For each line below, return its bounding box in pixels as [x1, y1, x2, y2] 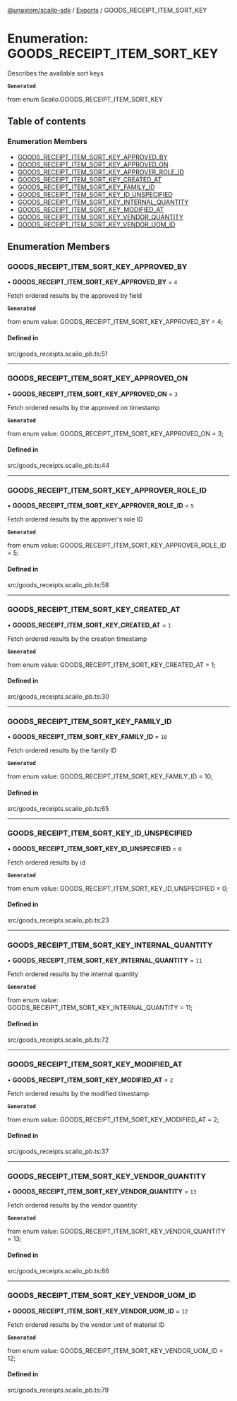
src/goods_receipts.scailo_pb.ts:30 [7, 692, 109, 701]
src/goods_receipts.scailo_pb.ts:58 [7, 580, 109, 589]
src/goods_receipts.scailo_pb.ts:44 [7, 462, 110, 470]
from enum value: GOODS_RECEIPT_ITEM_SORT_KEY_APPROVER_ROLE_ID [7, 541, 227, 550]
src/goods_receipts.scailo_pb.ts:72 [7, 1035, 109, 1044]
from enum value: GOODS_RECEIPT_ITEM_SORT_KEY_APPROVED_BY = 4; [7, 318, 224, 326]
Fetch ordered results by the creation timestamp [7, 635, 147, 643]
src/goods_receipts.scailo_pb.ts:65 [7, 804, 109, 812]
